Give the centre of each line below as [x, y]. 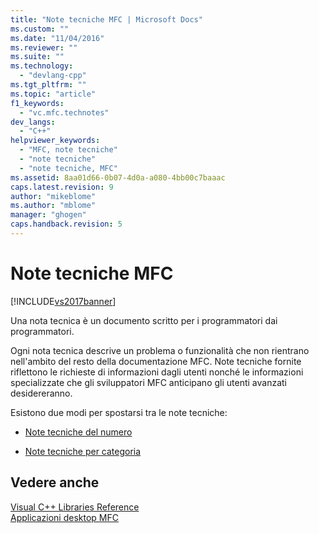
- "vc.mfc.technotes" [64, 112]
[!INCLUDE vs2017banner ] [63, 301]
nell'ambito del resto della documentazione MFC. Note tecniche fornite [156, 361]
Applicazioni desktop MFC [64, 517]
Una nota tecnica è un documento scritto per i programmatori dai [144, 320]
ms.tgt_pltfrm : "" [48, 85]
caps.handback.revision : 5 [66, 224]
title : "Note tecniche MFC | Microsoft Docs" [106, 19]
